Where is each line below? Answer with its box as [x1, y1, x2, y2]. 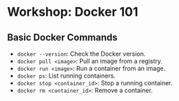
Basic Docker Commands [7, 32, 118, 43]
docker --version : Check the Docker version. [17, 49, 146, 58]
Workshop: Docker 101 [7, 4, 139, 20]
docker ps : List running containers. [17, 71, 116, 80]
